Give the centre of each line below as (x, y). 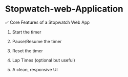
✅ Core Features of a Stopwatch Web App (47, 22)
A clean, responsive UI (35, 69)
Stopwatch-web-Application (64, 9)
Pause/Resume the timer (37, 41)
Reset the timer (27, 51)
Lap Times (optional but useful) (44, 60)
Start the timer (27, 32)
